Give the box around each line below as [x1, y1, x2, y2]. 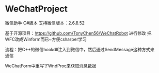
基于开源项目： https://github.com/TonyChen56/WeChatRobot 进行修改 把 [5, 30, 152, 36]
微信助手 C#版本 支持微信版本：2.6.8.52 [5, 20, 85, 26]
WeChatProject [5, 3, 68, 15]
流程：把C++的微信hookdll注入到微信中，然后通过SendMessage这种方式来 [5, 46, 155, 52]
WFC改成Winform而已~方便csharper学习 [5, 36, 87, 42]
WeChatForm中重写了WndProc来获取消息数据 [5, 63, 96, 69]
